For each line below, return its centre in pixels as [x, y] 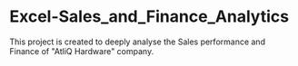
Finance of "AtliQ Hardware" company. [82, 51]
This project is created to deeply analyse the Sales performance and [138, 42]
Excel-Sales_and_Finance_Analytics [149, 17]
